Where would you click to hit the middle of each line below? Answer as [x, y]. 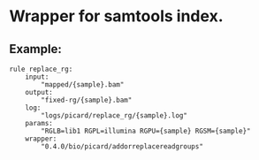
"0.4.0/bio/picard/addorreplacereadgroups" [122, 147]
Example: [35, 49]
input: [37, 77]
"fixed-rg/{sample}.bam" [87, 100]
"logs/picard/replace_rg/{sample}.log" [114, 116]
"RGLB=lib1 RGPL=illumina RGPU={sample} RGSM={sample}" [146, 131]
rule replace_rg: [41, 69]
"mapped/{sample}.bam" [83, 85]
